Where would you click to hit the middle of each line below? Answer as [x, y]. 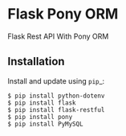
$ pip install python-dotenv [56, 96]
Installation [36, 62]
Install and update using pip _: [56, 80]
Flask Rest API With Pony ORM [58, 36]
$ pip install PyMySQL [45, 124]
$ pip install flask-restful [56, 109]
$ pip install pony [40, 117]
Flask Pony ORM [63, 14]
